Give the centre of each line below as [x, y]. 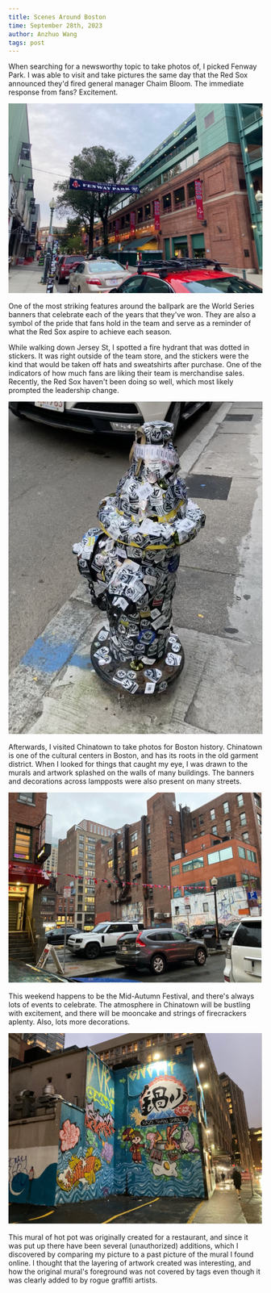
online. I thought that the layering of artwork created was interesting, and [130, 1262]
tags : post [27, 43]
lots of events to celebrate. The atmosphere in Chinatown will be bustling [130, 1005]
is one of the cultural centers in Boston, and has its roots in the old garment [133, 755]
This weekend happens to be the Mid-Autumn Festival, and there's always [131, 996]
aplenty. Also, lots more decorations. [69, 1022]
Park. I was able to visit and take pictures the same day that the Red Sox [128, 75]
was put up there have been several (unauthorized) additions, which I [123, 1245]
